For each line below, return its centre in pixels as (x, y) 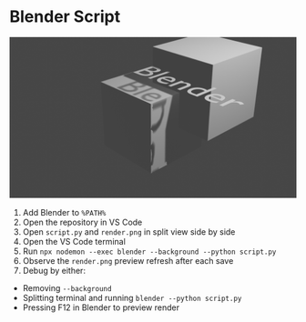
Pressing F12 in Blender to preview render (101, 307)
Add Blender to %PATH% (64, 213)
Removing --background (67, 288)
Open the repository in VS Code (82, 222)
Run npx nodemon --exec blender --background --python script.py (149, 251)
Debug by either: (54, 271)
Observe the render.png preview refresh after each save (128, 261)
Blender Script (65, 17)
